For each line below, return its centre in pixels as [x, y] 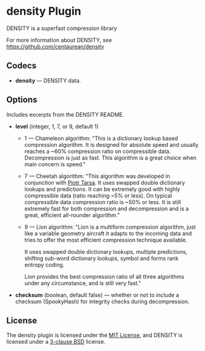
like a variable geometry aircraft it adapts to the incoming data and [108, 233]
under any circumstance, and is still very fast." [83, 283]
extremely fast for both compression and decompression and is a [106, 209]
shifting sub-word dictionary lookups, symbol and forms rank [101, 258]
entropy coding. [44, 265]
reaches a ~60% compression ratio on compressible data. [98, 151]
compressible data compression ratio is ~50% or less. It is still [102, 202]
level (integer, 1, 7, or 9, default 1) [57, 126]
